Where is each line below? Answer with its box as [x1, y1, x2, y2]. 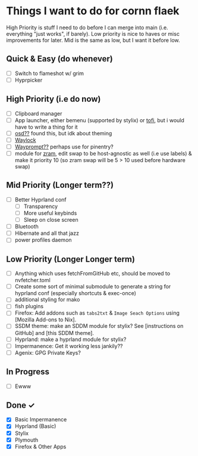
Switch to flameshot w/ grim [14, 70, 84, 77]
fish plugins [14, 303, 43, 310]
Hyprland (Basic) [14, 423, 56, 430]
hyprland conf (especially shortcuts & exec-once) [14, 290, 137, 297]
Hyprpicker [14, 76, 43, 83]
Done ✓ [6, 400, 36, 410]
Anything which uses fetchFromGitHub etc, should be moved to [14, 270, 171, 277]
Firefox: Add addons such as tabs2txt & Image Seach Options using [14, 309, 180, 317]
